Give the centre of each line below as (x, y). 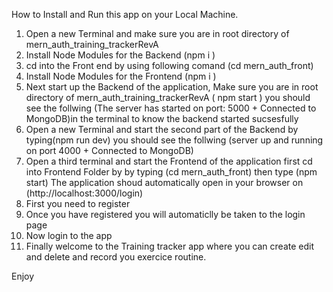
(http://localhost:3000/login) (84, 193)
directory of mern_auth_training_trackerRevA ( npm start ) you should (168, 97)
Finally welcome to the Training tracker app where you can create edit (169, 246)
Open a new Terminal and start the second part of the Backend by (162, 129)
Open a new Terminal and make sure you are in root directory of (157, 33)
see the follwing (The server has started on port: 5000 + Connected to (171, 108)
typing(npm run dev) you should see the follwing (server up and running (174, 140)
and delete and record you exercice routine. (116, 257)
